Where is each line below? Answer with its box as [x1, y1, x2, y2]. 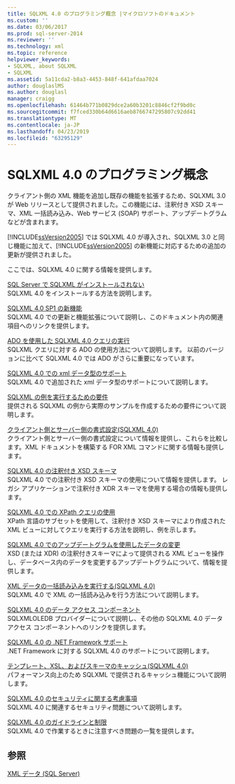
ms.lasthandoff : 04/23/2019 [7, 128, 90, 135]
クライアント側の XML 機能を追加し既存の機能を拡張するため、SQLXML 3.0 [7, 191, 226, 200]
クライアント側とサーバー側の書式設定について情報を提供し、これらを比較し [7, 434, 228, 443]
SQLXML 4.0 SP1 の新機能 [7, 304, 83, 313]
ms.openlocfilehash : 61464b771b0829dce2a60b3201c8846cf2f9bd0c [7, 102, 196, 109]
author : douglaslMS [7, 82, 65, 89]
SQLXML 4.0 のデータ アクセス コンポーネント [7, 605, 141, 614]
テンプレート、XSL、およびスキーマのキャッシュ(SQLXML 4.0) [7, 662, 189, 670]
